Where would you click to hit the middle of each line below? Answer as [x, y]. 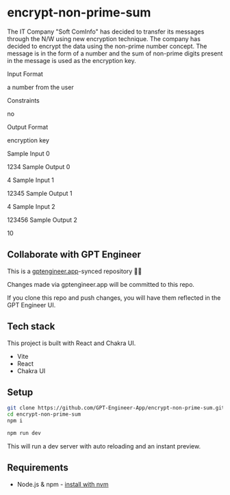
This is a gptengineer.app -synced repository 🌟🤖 [75, 271]
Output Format [28, 127]
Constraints [23, 100]
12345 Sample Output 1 [40, 193]
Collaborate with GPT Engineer [74, 255]
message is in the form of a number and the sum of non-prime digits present [115, 53]
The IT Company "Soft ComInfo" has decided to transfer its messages [106, 31]
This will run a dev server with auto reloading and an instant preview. [104, 446]
